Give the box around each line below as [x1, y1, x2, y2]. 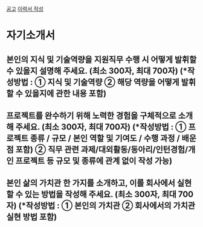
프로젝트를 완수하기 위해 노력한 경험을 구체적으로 [6, 110, 176, 120]
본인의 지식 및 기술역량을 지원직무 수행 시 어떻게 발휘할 [6, 54, 197, 64]
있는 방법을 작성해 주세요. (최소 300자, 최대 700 [24, 189, 194, 200]
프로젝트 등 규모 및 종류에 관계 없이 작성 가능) [15, 155, 173, 166]
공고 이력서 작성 [6, 5, 44, 12]
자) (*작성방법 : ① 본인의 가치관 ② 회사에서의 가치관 [6, 201, 195, 211]
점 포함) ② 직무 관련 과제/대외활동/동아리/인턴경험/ [6, 144, 188, 155]
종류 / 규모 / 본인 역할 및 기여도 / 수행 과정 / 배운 [30, 133, 196, 143]
